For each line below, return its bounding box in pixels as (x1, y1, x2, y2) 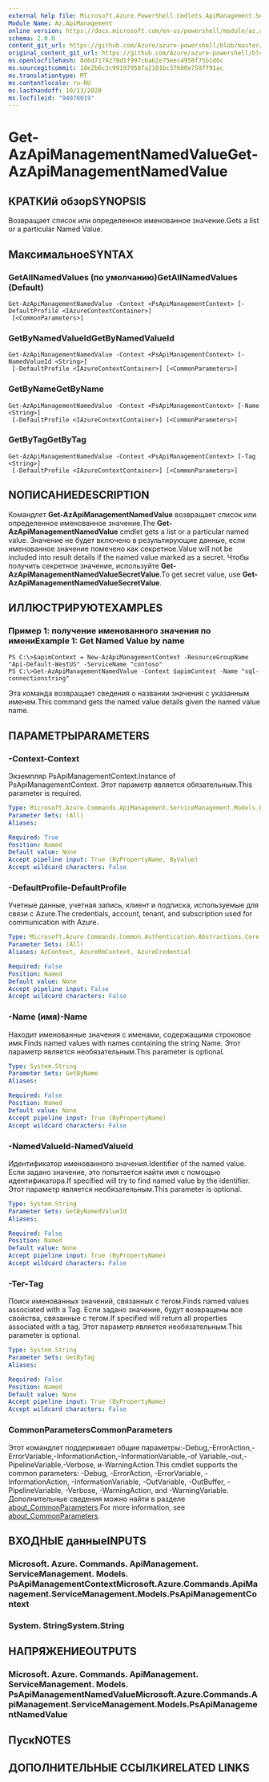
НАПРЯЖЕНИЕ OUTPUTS (8, 1645, 138, 1658)
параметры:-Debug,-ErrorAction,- (141, 1442, 255, 1452)
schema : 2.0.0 (8, 34, 56, 43)
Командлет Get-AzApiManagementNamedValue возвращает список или (8, 509, 257, 519)
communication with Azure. (8, 917, 98, 928)
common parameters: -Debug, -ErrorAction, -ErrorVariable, (8, 1468, 203, 1478)
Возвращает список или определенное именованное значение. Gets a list (8, 216, 259, 226)
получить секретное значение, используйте (8, 561, 160, 570)
